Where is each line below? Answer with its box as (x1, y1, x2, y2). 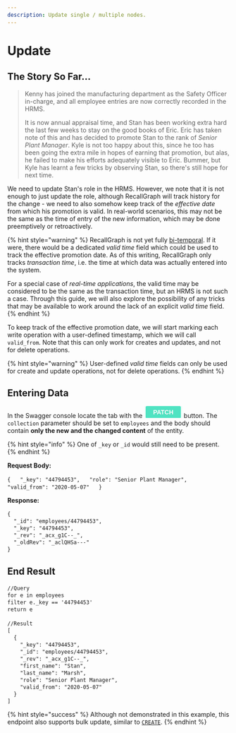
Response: (7, 496, 40, 505)
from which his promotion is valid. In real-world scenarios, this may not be (7, 207, 223, 215)
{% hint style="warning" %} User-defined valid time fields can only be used (7, 359, 228, 367)
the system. (7, 266, 42, 274)
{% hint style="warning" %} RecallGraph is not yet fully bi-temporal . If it (7, 235, 216, 244)
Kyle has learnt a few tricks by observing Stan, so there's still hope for (24, 163, 228, 172)
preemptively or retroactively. (7, 222, 93, 230)
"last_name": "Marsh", (20, 669, 87, 677)
